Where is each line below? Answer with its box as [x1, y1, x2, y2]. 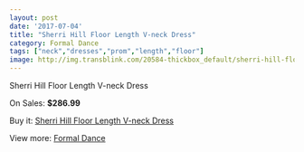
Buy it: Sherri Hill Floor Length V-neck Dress [9, 115, 175, 126]
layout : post [9, 13, 59, 23]
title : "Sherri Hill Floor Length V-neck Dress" [9, 30, 196, 39]
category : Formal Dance [9, 38, 100, 48]
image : [9, 55, 34, 64]
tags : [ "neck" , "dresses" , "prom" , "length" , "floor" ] [9, 47, 204, 56]
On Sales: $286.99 [9, 98, 81, 109]
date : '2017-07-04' [9, 22, 83, 31]
